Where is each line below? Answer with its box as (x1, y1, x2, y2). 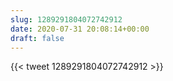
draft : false (10, 33, 65, 43)
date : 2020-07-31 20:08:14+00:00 (10, 24, 150, 34)
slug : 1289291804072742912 (10, 14, 123, 25)
